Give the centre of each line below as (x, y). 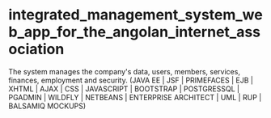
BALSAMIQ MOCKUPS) (47, 106)
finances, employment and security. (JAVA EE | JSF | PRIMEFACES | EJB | (131, 80)
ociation (36, 49)
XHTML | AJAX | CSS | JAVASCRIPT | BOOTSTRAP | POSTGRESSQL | (124, 88)
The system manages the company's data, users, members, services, (125, 71)
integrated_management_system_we (135, 15)
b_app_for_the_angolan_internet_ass (135, 32)
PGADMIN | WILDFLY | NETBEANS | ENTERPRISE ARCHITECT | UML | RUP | (135, 97)
